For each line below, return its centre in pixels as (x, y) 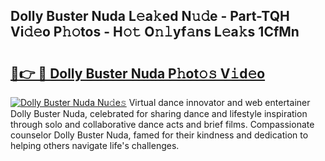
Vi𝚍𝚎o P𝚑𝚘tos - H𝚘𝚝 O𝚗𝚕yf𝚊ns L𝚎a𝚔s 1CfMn (155, 32)
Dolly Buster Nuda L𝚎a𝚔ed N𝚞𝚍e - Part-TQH (150, 16)
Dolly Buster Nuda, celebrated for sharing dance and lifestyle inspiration (159, 113)
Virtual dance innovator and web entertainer (219, 102)
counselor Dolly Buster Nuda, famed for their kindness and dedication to (159, 135)
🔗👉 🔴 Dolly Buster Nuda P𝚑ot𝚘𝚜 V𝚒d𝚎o (138, 73)
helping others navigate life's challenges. (95, 145)
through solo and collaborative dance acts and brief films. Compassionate (162, 124)
